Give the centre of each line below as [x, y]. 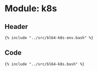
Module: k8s [31, 9]
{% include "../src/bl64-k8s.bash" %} [45, 64]
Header [16, 27]
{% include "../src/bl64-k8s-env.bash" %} [49, 38]
